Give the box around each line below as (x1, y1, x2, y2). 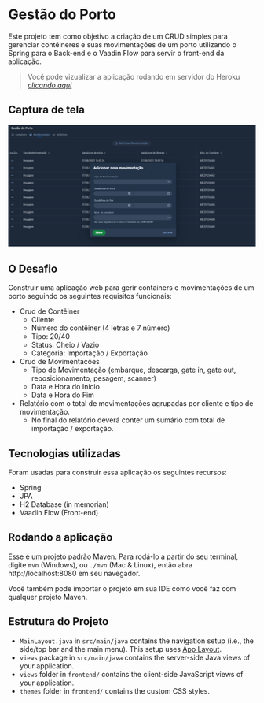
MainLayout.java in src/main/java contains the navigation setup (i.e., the (19, 636, 254, 645)
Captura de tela (8, 103, 85, 117)
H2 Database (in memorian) (19, 499, 110, 509)
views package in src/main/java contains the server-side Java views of (19, 653, 251, 662)
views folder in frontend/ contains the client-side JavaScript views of (19, 669, 244, 679)
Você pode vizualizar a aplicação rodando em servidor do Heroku (27, 72, 240, 81)
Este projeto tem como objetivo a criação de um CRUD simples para (8, 32, 228, 41)
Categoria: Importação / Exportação (31, 348, 148, 358)
